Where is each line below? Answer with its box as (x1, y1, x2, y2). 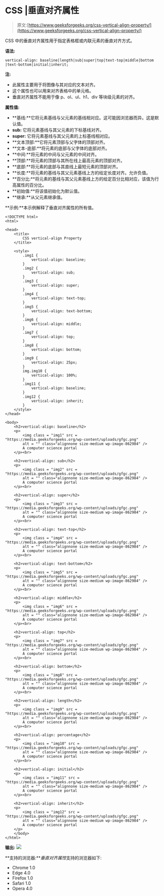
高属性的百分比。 (12, 182, 47, 188)
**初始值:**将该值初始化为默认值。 (12, 188, 82, 194)
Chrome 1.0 (12, 865, 36, 871)
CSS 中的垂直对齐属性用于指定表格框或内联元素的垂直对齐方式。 (5, 38, 135, 44)
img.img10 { (22, 368, 47, 373)
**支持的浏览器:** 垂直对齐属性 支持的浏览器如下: (5, 855, 102, 861)
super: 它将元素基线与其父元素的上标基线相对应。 (12, 133, 113, 139)
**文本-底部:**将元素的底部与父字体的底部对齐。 (12, 145, 110, 151)
